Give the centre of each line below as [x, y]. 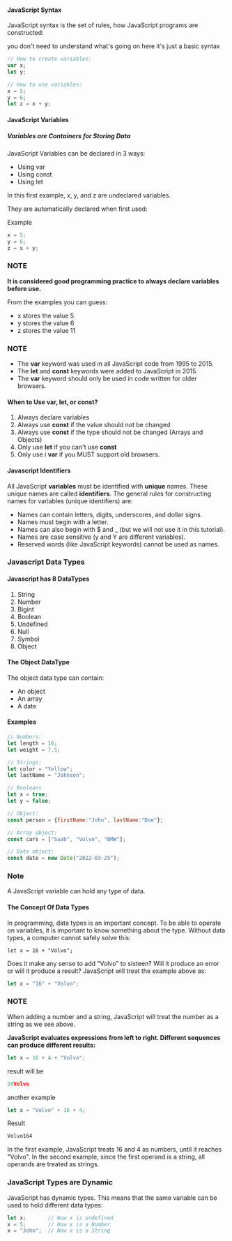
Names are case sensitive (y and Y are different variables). [101, 537]
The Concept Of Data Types [48, 907]
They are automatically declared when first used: [77, 209]
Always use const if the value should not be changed [94, 425]
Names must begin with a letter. [63, 522]
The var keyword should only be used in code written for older [107, 379]
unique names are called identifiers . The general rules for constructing [109, 493]
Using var [31, 167]
